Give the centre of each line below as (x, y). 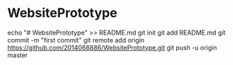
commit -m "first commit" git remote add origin (76, 40)
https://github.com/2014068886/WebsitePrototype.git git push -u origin (112, 47)
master (18, 55)
